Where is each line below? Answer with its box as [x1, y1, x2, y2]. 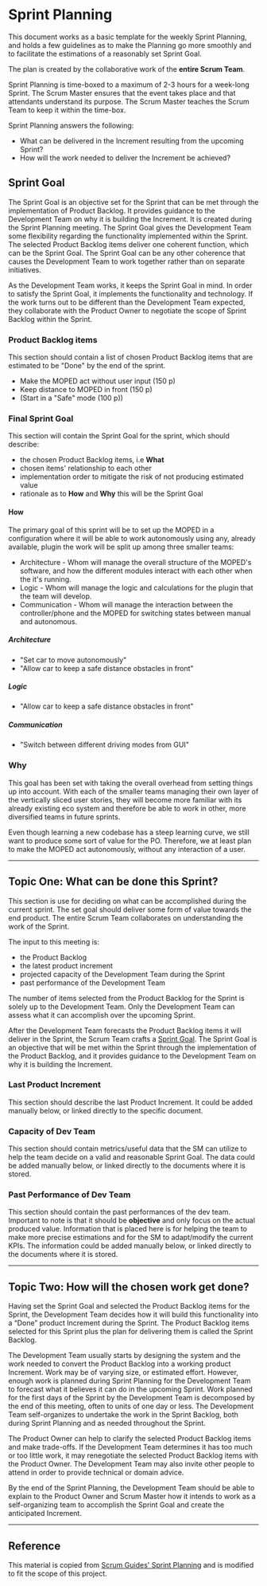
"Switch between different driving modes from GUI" [19, 740, 189, 750]
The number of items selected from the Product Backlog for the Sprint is [8, 993, 245, 1003]
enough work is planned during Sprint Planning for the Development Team [8, 1376, 251, 1386]
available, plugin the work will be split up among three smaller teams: [8, 542, 234, 552]
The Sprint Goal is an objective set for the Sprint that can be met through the [8, 197, 259, 206]
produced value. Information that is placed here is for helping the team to [8, 1224, 248, 1234]
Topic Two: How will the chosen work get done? [8, 1280, 250, 1294]
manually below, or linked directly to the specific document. [8, 1105, 203, 1115]
